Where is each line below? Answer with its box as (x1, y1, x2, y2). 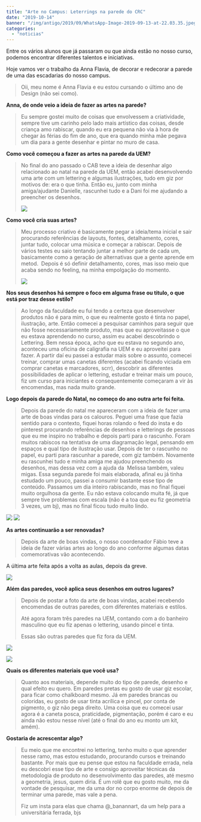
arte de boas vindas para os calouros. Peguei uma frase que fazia (20, 413, 184, 420)
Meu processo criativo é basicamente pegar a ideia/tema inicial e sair (20, 228, 193, 236)
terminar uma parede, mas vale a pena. (20, 791, 118, 798)
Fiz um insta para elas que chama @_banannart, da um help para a (20, 803, 185, 810)
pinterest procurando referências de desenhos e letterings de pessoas (20, 426, 195, 433)
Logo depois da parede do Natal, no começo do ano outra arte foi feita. (6, 395, 185, 402)
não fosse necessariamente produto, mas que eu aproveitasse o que (20, 326, 190, 333)
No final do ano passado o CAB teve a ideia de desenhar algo (20, 162, 172, 169)
